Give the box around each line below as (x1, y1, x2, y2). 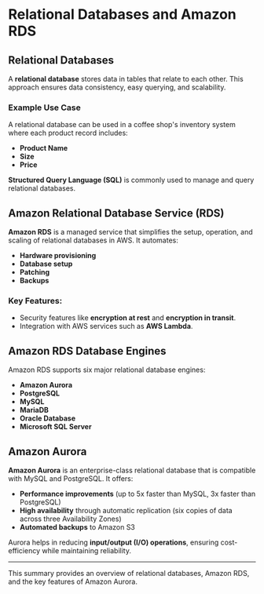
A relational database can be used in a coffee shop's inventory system (8, 120, 236, 129)
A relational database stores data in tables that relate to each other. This (8, 75, 244, 83)
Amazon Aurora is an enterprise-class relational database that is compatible (8, 465, 256, 476)
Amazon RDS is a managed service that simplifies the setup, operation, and (8, 228, 253, 237)
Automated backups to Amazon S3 (19, 523, 136, 532)
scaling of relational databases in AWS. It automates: (8, 235, 178, 245)
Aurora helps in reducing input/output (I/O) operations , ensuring (8, 538, 219, 547)
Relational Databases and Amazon (8, 5, 237, 24)
